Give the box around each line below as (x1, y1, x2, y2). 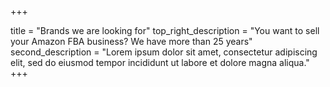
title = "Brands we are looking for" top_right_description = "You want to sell (10, 25, 320, 36)
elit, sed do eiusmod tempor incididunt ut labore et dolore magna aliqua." (10, 57, 310, 68)
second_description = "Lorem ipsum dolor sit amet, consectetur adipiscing (10, 46, 318, 58)
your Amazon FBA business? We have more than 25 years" (10, 36, 253, 47)
